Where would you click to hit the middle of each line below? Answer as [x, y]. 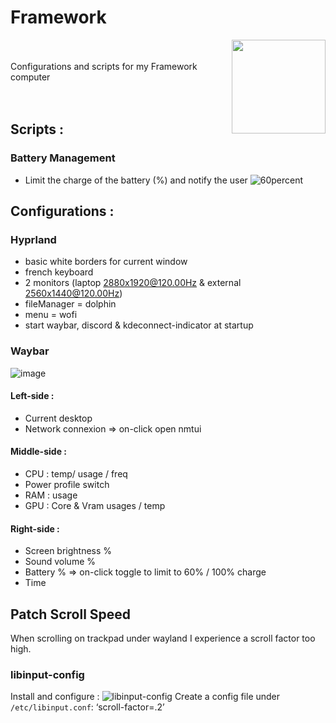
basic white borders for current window [106, 262]
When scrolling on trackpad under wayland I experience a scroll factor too [163, 638]
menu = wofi [51, 315]
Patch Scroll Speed [71, 614]
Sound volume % [60, 562]
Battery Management [63, 158]
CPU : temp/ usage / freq [76, 474]
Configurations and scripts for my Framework [104, 66]
